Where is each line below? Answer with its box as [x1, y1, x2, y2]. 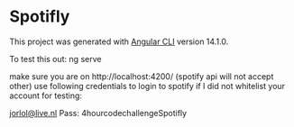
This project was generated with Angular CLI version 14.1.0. [9, 36, 229, 47]
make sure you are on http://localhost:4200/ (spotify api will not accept [9, 70, 274, 82]
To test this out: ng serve [9, 53, 102, 64]
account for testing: [9, 90, 83, 101]
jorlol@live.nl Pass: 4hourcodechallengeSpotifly [9, 107, 188, 118]
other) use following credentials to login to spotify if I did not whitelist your [9, 80, 286, 91]
